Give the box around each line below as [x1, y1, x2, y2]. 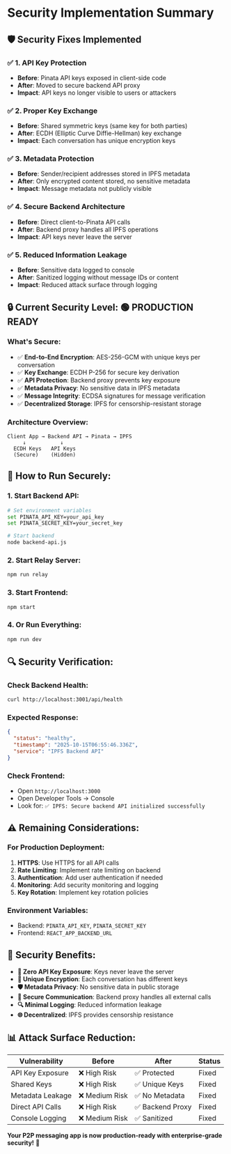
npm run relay [7, 571, 49, 578]
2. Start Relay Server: [7, 555, 81, 565]
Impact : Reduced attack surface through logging [17, 281, 158, 289]
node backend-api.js [7, 539, 67, 546]
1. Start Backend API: [7, 491, 80, 501]
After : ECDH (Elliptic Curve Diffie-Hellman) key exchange [17, 129, 182, 137]
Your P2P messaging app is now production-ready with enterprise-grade [7, 1131, 223, 1139]
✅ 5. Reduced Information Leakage [7, 249, 127, 259]
